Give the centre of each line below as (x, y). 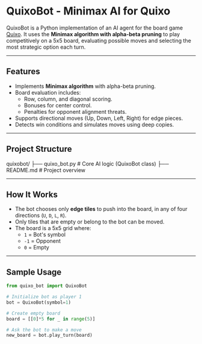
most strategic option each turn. (46, 47)
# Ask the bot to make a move (44, 330)
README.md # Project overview (46, 170)
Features (23, 71)
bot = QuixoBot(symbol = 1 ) (38, 302)
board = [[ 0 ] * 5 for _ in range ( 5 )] (51, 319)
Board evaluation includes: (48, 92)
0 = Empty (36, 248)
